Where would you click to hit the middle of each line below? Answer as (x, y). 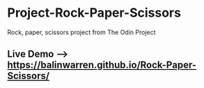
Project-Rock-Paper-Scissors (94, 13)
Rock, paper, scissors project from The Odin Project (81, 32)
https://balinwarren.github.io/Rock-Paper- (102, 65)
